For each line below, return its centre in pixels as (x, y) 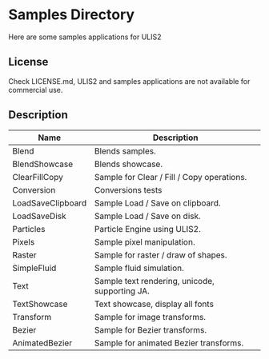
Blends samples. (125, 151)
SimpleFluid (34, 268)
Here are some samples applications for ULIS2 (85, 37)
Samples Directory (71, 15)
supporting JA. (122, 291)
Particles (29, 229)
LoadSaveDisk (39, 216)
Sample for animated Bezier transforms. (169, 343)
